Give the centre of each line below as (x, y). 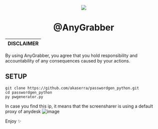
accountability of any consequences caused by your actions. (68, 60)
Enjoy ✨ (13, 121)
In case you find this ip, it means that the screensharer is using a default (79, 106)
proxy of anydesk (23, 111)
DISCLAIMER (23, 43)
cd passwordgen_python (29, 92)
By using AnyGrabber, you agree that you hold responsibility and (72, 55)
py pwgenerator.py (24, 97)
